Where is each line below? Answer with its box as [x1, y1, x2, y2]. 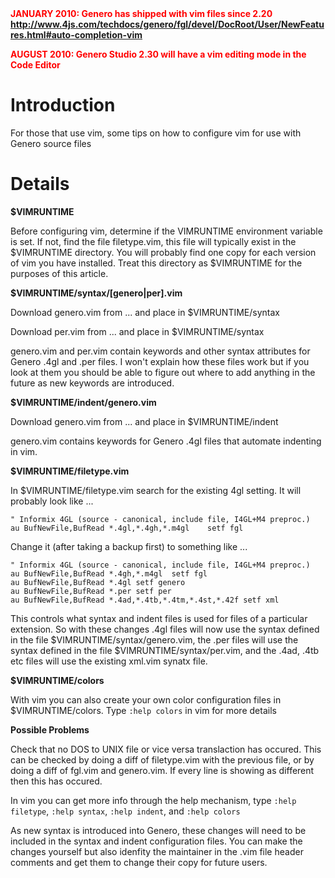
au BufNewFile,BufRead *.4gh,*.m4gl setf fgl [10, 568, 208, 579]
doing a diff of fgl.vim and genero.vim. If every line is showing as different [10, 764, 315, 776]
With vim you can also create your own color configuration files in [10, 693, 282, 706]
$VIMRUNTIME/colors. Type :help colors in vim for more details [10, 704, 277, 716]
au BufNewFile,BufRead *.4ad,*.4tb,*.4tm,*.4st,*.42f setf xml [10, 595, 280, 605]
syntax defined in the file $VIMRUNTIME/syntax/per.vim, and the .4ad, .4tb [10, 644, 320, 656]
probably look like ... [10, 495, 94, 507]
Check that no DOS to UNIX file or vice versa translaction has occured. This [10, 743, 322, 755]
